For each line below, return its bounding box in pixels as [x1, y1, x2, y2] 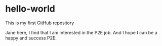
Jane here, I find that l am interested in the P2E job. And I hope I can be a [5, 29, 158, 35]
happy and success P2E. [5, 35, 57, 41]
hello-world [5, 3, 56, 15]
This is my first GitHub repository [5, 20, 74, 26]
